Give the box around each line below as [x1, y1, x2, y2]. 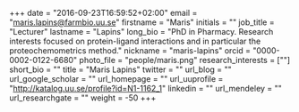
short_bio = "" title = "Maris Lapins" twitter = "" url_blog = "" [9, 64, 233, 75]
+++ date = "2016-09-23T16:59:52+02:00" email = [9, 8, 198, 18]
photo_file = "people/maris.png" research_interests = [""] [79, 55, 291, 65]
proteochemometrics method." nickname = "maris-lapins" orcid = [9, 45, 252, 56]
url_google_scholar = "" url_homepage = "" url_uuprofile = [9, 74, 224, 84]
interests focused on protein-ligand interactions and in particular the [9, 36, 261, 46]
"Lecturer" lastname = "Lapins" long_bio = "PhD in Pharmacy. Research [9, 27, 274, 36]
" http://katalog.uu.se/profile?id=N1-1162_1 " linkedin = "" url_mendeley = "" [9, 84, 282, 93]
